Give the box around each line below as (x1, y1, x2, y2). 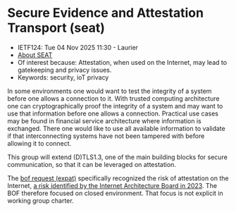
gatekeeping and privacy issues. (17, 66, 112, 74)
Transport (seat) (7, 20, 106, 36)
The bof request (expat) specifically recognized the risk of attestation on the (7, 174, 229, 182)
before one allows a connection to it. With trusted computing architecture (7, 94, 220, 103)
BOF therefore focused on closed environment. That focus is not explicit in (7, 189, 223, 197)
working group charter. (7, 196, 74, 205)
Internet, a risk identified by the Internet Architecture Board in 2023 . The (7, 181, 217, 189)
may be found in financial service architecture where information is (7, 116, 202, 125)
